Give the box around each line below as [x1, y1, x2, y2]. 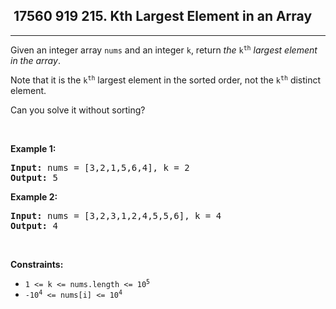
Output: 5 [10, 172, 58, 183]
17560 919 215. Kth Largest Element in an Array [13, 8, 313, 25]
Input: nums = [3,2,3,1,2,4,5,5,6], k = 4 [10, 210, 222, 221]
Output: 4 [10, 220, 58, 231]
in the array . [10, 54, 61, 66]
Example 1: [10, 142, 57, 154]
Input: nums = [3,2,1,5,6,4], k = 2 [10, 162, 190, 173]
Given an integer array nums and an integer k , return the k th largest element [10, 44, 318, 56]
